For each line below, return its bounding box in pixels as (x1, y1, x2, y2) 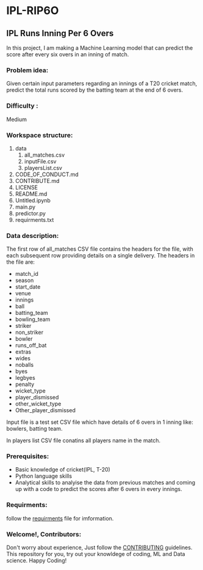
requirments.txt (15, 216, 54, 223)
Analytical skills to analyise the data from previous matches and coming (15, 479, 196, 486)
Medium (6, 116, 27, 123)
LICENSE (15, 183, 38, 191)
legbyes (15, 374, 35, 382)
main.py (15, 203, 35, 210)
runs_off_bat (15, 342, 47, 349)
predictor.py (15, 209, 46, 217)
